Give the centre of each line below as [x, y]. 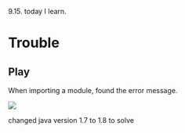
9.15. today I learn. [37, 11]
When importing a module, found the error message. [93, 90]
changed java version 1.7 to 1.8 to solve [71, 120]
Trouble [34, 43]
